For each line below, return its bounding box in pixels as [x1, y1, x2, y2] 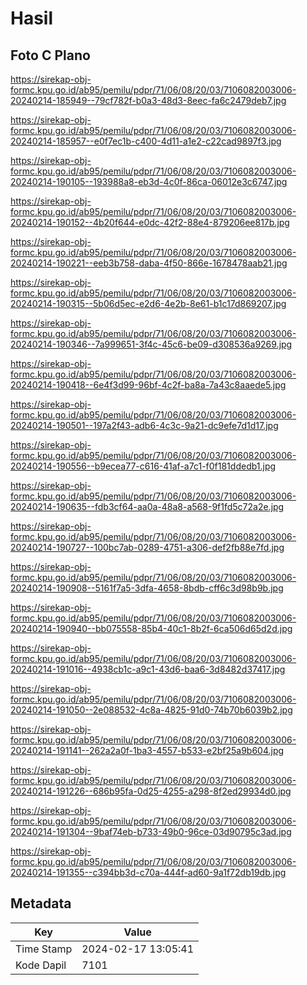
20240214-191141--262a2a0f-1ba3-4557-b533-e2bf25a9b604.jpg [10, 745, 285, 756]
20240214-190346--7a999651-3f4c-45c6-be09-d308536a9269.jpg [10, 338, 293, 350]
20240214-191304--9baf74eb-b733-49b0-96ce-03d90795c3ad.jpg [10, 826, 292, 837]
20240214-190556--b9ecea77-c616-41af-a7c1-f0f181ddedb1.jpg [10, 460, 277, 472]
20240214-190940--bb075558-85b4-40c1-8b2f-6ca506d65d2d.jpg [10, 623, 293, 634]
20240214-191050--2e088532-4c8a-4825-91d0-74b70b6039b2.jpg [10, 704, 293, 716]
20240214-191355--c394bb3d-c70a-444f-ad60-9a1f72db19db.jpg [10, 867, 287, 878]
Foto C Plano [10, 47, 91, 64]
